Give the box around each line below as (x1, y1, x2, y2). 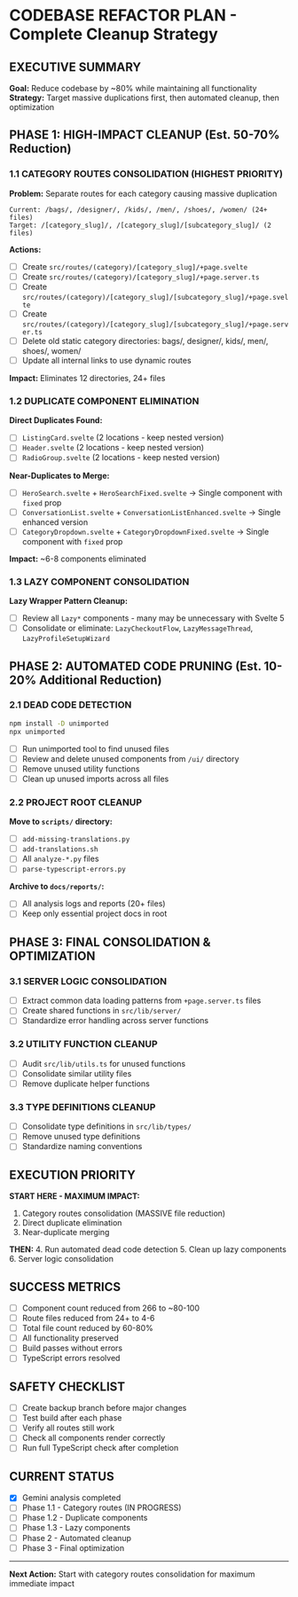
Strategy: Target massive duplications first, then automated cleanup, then (9, 92, 279, 103)
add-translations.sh (21, 845, 98, 854)
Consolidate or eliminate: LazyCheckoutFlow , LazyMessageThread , (21, 622, 254, 634)
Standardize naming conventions (21, 1141, 143, 1152)
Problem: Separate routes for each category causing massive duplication (9, 188, 278, 199)
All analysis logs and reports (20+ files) (21, 898, 166, 909)
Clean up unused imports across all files (21, 773, 169, 784)
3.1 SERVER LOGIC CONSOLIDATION (9, 975, 168, 987)
